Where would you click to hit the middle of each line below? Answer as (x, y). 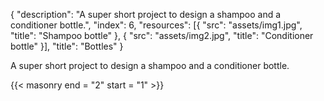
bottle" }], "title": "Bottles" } (67, 46)
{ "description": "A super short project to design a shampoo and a (146, 14)
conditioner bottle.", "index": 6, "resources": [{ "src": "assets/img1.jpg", (156, 25)
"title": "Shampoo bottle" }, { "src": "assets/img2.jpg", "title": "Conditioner (162, 35)
